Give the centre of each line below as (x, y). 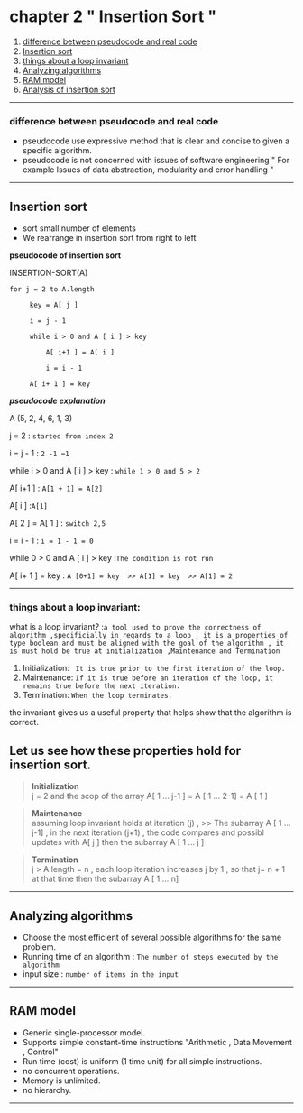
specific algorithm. (57, 151)
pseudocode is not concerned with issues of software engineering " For (156, 161)
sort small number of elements (79, 228)
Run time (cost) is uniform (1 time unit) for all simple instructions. (142, 1061)
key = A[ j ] (54, 305)
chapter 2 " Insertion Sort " (113, 17)
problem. (39, 947)
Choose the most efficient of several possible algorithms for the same (152, 937)
